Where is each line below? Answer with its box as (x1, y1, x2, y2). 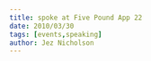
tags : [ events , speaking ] (9, 30, 102, 39)
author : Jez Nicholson (9, 38, 94, 48)
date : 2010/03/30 (9, 22, 75, 30)
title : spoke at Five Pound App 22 (9, 13, 143, 22)
